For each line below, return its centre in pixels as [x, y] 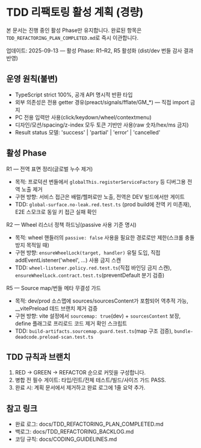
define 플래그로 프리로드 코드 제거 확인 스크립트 [71, 323]
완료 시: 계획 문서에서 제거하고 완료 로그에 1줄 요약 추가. [80, 388]
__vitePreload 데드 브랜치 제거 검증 [56, 308]
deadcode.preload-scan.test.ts [54, 337]
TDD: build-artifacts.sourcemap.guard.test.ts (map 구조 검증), [94, 331]
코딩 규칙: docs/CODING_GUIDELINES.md [66, 439]
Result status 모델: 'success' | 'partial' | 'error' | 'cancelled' [88, 132]
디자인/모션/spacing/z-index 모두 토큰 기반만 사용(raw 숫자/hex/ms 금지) [102, 125]
